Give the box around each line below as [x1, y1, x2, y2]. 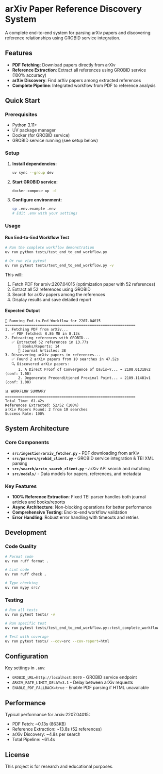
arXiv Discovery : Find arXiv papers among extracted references [12, 77, 141, 83]
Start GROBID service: [12, 179, 58, 185]
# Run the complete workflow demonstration [5, 245, 95, 250]
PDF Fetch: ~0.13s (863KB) [12, 721, 66, 727]
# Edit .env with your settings [12, 211, 78, 216]
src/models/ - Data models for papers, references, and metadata [12, 471, 142, 477]
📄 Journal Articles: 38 [17, 348, 66, 353]
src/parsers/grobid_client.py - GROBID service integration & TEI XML [12, 455, 154, 461]
